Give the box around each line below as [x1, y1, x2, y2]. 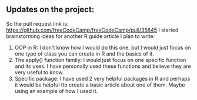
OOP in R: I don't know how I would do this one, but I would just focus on [14, 44, 191, 51]
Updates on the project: [6, 5, 95, 15]
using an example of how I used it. [14, 87, 98, 94]
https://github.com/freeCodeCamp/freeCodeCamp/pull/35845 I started [6, 26, 179, 33]
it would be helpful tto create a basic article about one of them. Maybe [14, 81, 185, 88]
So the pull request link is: [6, 20, 69, 27]
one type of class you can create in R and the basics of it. [14, 50, 154, 57]
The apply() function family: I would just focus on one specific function [14, 56, 186, 63]
